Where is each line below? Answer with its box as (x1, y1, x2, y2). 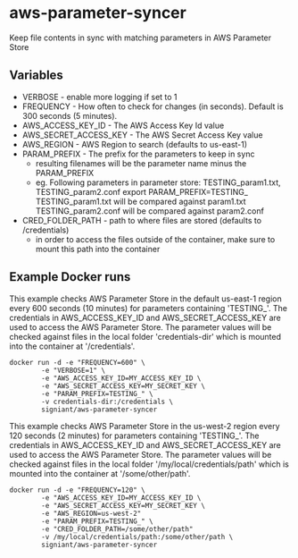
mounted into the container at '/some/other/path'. (9, 468, 191, 478)
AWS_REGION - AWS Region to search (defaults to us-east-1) (21, 139, 248, 149)
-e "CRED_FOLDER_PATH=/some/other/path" (41, 524, 194, 534)
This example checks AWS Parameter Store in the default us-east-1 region (9, 293, 283, 304)
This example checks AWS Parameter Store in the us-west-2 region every (9, 420, 280, 431)
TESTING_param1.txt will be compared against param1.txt (35, 196, 247, 207)
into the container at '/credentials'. (9, 341, 136, 351)
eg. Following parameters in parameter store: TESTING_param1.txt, (35, 177, 281, 188)
